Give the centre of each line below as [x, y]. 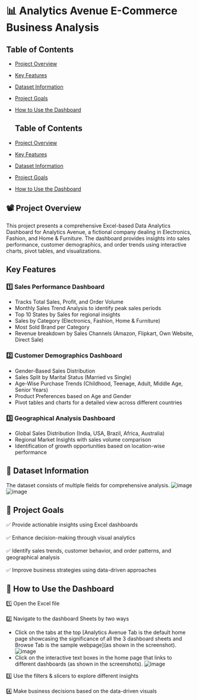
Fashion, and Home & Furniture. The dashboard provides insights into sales [98, 238]
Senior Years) [31, 390]
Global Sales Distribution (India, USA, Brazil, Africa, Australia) [90, 433]
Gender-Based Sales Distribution [55, 371]
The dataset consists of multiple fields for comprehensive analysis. [88, 485]
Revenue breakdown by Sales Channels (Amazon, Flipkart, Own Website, [104, 333]
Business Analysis [53, 28]
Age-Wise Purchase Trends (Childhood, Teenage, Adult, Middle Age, [99, 383]
